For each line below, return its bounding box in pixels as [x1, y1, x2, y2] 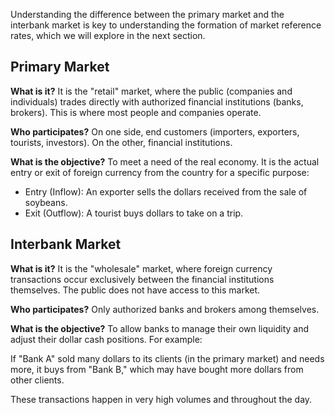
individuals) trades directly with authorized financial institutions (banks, [10, 95, 304, 108]
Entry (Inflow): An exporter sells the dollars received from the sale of [24, 185, 308, 198]
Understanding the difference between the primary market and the [10, 9, 285, 20]
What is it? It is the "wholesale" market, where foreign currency [10, 262, 273, 274]
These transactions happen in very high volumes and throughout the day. [10, 393, 313, 405]
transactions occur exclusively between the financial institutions [10, 273, 275, 285]
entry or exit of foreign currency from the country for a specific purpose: [10, 166, 310, 178]
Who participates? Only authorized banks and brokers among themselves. [10, 303, 320, 315]
